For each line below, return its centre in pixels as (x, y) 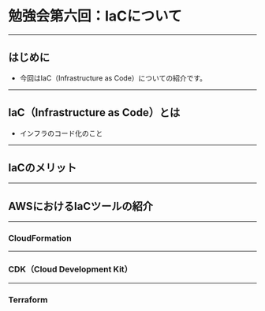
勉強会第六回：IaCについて (95, 16)
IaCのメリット (43, 168)
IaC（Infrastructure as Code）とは (94, 112)
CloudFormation (40, 238)
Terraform (28, 299)
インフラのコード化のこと (61, 133)
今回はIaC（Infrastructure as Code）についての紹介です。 (113, 78)
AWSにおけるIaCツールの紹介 (81, 206)
